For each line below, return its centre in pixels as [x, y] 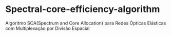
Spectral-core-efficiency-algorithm [83, 9]
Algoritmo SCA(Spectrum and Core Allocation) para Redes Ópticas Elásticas [86, 23]
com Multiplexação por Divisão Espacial [47, 28]
